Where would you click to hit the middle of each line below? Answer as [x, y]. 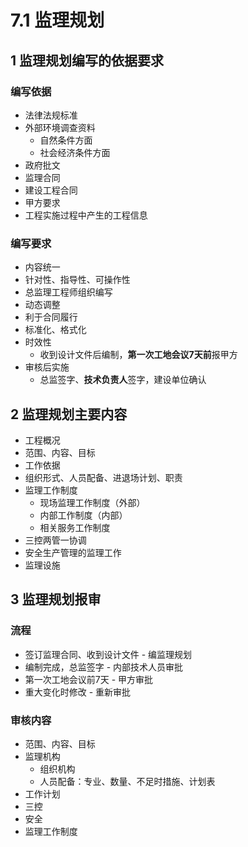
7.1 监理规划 [57, 20]
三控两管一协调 [55, 540]
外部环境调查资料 [60, 127]
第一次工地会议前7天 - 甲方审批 [89, 679]
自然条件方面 [66, 140]
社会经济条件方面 [75, 152]
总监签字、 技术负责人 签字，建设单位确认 [123, 380]
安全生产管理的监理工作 [73, 552]
